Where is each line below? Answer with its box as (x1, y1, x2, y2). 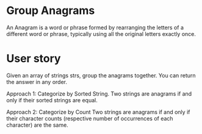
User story (6, 52, 61, 66)
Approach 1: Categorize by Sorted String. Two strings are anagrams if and (6, 90, 192, 97)
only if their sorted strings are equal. (6, 96, 98, 104)
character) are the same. (6, 121, 68, 129)
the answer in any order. (6, 78, 67, 85)
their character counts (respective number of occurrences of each (6, 115, 173, 122)
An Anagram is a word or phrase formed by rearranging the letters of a (6, 24, 184, 31)
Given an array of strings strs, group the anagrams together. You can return (6, 71, 197, 79)
